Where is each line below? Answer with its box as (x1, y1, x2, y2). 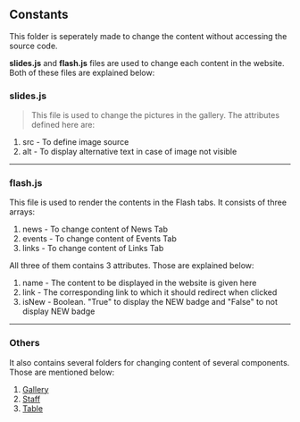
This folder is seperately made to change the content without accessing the (9, 30, 287, 41)
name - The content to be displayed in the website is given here (21, 277, 257, 289)
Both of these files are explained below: (9, 67, 155, 78)
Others (9, 337, 40, 350)
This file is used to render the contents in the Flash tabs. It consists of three (9, 197, 287, 208)
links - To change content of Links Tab (21, 243, 164, 254)
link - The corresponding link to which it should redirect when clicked (21, 287, 278, 298)
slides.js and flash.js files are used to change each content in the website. (9, 57, 285, 68)
